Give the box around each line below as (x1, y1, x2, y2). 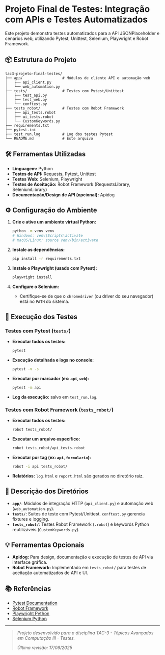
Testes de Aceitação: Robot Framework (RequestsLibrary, (12, 181, 131, 187)
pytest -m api (12, 385, 41, 390)
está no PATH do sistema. (19, 298, 70, 304)
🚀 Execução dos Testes (5, 313, 78, 321)
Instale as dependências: (12, 247, 65, 253)
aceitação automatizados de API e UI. (12, 570, 88, 576)
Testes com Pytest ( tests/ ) (5, 327, 71, 334)
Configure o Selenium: (12, 284, 59, 290)
